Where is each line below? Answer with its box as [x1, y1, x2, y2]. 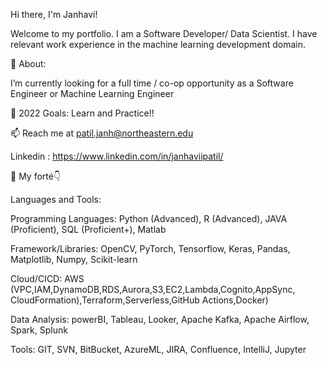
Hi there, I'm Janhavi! [10, 9, 98, 20]
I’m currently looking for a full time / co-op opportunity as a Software [10, 77, 294, 89]
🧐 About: [10, 58, 47, 69]
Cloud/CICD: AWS [10, 273, 85, 284]
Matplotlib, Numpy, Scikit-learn [10, 254, 138, 265]
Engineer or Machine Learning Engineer [10, 88, 175, 99]
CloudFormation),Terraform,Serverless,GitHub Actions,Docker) [10, 294, 269, 306]
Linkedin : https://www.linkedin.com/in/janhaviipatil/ [10, 150, 224, 162]
